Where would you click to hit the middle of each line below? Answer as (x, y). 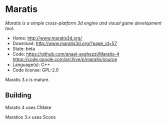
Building (18, 95)
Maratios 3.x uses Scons (30, 117)
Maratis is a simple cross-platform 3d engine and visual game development (83, 23)
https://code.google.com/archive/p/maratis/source (65, 59)
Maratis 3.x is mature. (27, 79)
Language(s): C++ (31, 64)
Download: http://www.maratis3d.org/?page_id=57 (65, 43)
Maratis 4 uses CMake (28, 107)
